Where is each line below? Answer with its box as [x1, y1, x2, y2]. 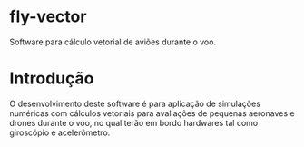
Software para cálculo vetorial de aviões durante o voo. [9, 36, 216, 47]
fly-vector [9, 6, 87, 27]
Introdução [9, 68, 94, 89]
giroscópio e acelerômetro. [9, 127, 111, 138]
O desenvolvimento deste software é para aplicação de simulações [9, 98, 261, 109]
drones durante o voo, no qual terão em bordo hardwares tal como [9, 117, 259, 128]
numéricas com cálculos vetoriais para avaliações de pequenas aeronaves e [9, 107, 295, 119]
